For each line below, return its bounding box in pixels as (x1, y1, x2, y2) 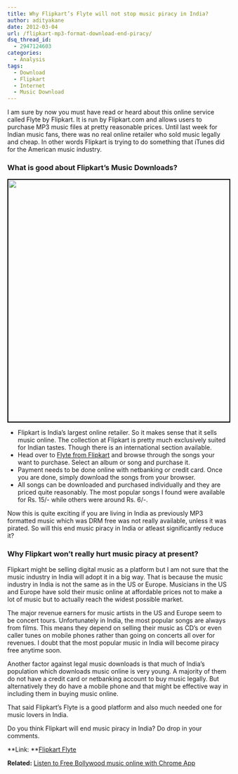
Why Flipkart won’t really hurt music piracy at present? (7, 549, 199, 559)
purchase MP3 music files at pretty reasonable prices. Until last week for (7, 123, 218, 131)
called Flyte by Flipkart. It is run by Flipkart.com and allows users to (7, 115, 202, 124)
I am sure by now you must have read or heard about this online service (7, 108, 215, 117)
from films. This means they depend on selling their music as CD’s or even (7, 623, 223, 632)
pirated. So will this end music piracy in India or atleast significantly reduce (7, 524, 224, 532)
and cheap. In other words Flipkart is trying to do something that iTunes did (7, 138, 225, 146)
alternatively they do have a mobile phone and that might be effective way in (7, 682, 228, 690)
